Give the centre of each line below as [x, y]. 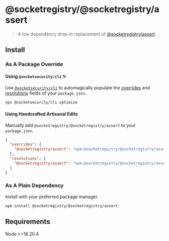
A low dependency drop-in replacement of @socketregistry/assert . [87, 34]
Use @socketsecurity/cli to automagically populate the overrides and [77, 88]
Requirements [28, 222]
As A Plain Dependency [34, 185]
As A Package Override [34, 64]
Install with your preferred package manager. [52, 197]
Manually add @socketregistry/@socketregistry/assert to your [70, 125]
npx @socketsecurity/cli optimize [41, 103]
